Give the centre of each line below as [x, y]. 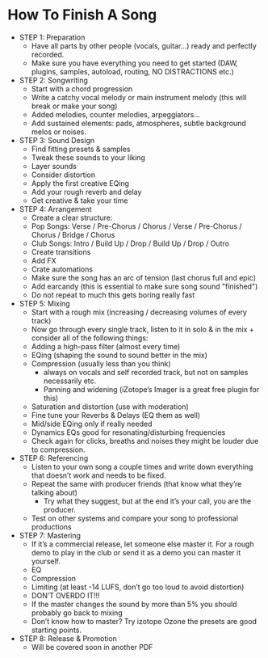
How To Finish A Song [82, 15]
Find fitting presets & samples [81, 149]
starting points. [57, 630]
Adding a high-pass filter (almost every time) [106, 346]
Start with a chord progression [82, 89]
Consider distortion [63, 175]
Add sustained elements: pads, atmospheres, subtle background [139, 123]
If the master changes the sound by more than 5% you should [134, 604]
